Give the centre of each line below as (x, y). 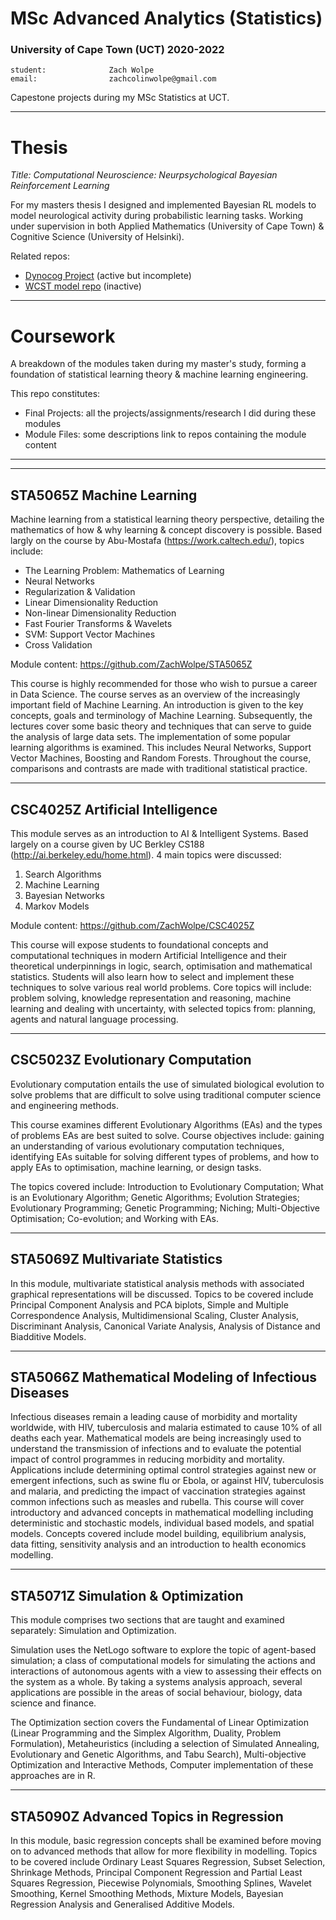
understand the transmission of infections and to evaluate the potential (156, 1449)
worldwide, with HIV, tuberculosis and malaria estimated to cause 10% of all (166, 1428)
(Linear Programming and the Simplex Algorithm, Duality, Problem (146, 1733)
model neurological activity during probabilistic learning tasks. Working (157, 216)
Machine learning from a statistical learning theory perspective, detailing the (167, 519)
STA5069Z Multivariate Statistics (116, 1259)
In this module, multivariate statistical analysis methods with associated (157, 1283)
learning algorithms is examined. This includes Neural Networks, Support (161, 748)
